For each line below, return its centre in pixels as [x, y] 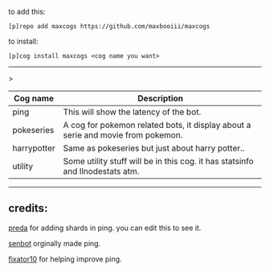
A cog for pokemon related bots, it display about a [157, 125]
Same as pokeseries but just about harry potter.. [154, 148]
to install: [23, 41]
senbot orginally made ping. [55, 243]
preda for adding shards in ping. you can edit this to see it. [105, 228]
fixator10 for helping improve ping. [65, 259]
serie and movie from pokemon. [123, 135]
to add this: [27, 12]
